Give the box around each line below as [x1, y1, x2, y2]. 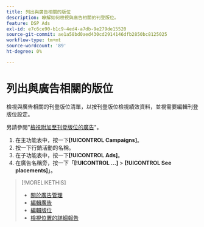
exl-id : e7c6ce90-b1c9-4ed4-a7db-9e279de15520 [6, 25, 127, 32]
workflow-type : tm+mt [6, 37, 62, 43]
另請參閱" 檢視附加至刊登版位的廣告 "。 [6, 123, 102, 130]
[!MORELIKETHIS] [21, 178, 66, 186]
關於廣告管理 [30, 191, 63, 198]
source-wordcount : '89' [6, 43, 67, 49]
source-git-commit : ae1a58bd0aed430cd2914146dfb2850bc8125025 [6, 32, 167, 38]
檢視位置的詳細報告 [30, 214, 79, 222]
